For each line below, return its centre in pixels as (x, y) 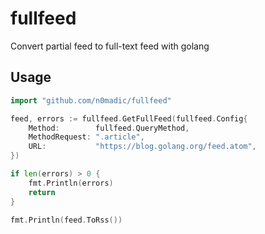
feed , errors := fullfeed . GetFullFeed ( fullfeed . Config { (129, 118)
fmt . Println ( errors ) (71, 183)
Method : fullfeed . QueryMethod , (109, 128)
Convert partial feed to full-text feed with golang (110, 46)
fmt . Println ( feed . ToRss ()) (66, 220)
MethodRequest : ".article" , (86, 137)
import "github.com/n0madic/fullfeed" (91, 100)
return (42, 192)
